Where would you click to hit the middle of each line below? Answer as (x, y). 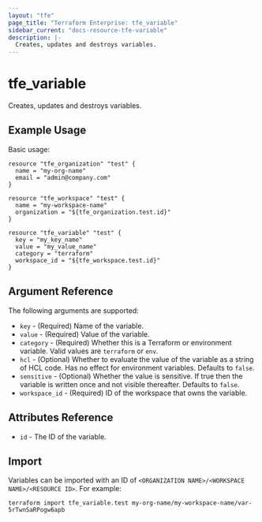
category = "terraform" (54, 253)
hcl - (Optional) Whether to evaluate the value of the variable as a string (137, 359)
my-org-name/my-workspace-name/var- (192, 503)
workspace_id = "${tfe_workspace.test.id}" (88, 260)
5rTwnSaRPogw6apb (37, 510)
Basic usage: (29, 149)
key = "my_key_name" (49, 240)
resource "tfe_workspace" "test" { (67, 198)
